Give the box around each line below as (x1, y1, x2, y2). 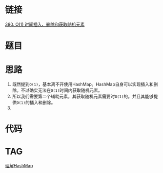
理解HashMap (5, 163, 33, 169)
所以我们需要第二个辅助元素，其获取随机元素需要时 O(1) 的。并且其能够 (12, 93, 154, 100)
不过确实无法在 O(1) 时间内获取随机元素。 (20, 87, 102, 93)
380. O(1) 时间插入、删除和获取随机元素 (5, 21, 85, 27)
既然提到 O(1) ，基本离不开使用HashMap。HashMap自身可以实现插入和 (12, 81, 154, 87)
